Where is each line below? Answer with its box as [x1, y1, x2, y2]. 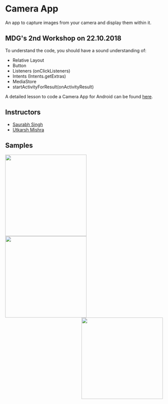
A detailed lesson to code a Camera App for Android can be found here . [5, 93, 153, 99]
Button [12, 62, 26, 68]
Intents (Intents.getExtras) [12, 73, 66, 79]
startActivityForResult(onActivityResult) [12, 84, 94, 90]
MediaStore [12, 78, 36, 84]
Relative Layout [12, 57, 44, 63]
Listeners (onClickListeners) [12, 68, 70, 74]
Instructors [5, 108, 41, 117]
